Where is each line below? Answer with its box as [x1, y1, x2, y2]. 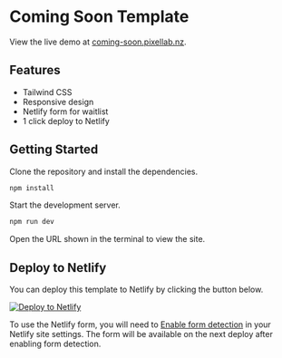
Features [9, 63, 61, 78]
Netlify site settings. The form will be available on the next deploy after [9, 329, 274, 340]
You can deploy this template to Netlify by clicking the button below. [9, 284, 264, 295]
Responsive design [22, 96, 94, 107]
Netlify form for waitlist [22, 106, 109, 117]
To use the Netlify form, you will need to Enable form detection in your [9, 319, 272, 330]
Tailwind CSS [22, 86, 73, 97]
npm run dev [9, 218, 54, 227]
